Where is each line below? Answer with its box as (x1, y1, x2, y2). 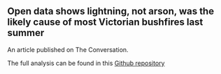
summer (7, 27, 45, 39)
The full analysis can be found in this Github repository (7, 59, 165, 67)
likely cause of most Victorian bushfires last (7, 17, 204, 28)
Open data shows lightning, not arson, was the (7, 6, 215, 17)
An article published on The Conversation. (7, 45, 129, 54)
